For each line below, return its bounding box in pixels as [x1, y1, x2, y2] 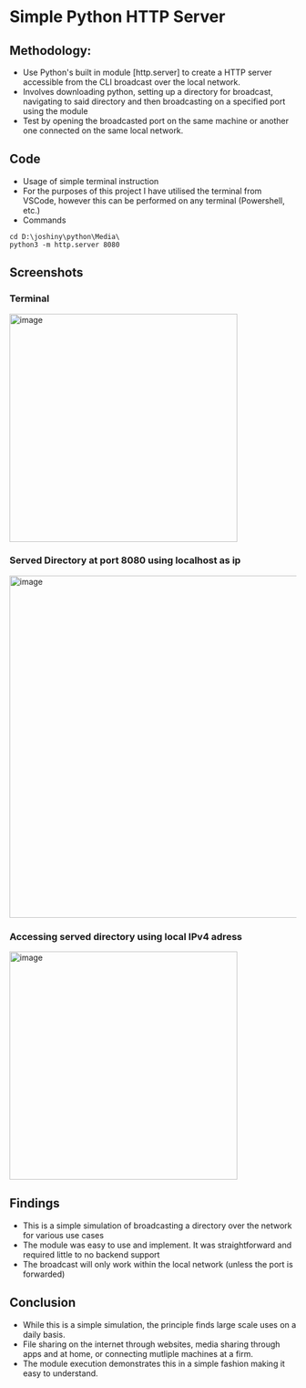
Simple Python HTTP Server [9, 6, 226, 27]
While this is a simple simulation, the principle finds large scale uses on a [22, 1319, 297, 1330]
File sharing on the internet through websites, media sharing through [22, 1339, 280, 1350]
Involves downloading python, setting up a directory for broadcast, [22, 87, 273, 97]
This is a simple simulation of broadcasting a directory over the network [22, 1220, 292, 1231]
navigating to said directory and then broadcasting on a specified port [22, 96, 286, 107]
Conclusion [9, 1295, 76, 1310]
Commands [22, 214, 66, 225]
